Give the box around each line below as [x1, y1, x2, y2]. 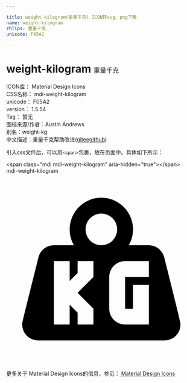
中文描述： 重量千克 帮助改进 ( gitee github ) [6, 136, 107, 143]
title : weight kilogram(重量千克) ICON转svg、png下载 [6, 14, 137, 20]
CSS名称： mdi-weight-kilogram [6, 91, 87, 98]
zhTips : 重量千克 [6, 25, 46, 31]
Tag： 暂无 [6, 113, 33, 121]
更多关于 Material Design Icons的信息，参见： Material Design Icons [6, 370, 176, 378]
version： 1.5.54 [6, 106, 46, 113]
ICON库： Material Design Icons [6, 83, 86, 91]
